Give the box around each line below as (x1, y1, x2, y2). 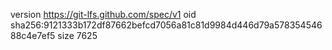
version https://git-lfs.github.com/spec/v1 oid (10, 9, 197, 20)
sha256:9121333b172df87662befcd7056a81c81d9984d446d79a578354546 (10, 19, 323, 31)
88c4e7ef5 (10, 30, 56, 41)
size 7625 (57, 30, 98, 41)
